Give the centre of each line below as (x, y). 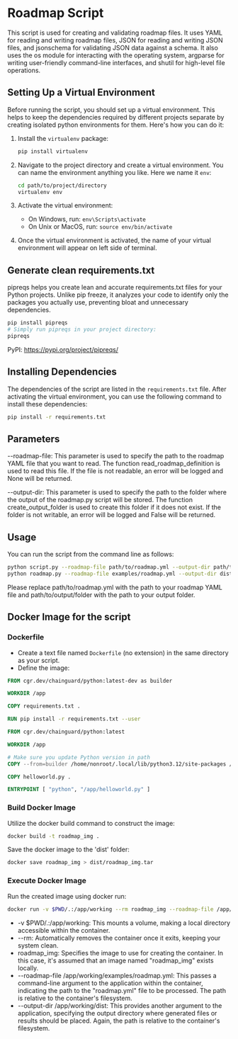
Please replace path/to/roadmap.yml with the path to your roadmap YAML (115, 587)
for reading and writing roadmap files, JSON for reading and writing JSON (115, 40)
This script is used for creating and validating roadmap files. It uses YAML (115, 33)
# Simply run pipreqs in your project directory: (82, 330)
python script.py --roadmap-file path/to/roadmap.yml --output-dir (109, 567)
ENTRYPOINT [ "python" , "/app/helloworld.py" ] (79, 790)
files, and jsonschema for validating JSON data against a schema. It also (113, 47)
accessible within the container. (64, 930)
